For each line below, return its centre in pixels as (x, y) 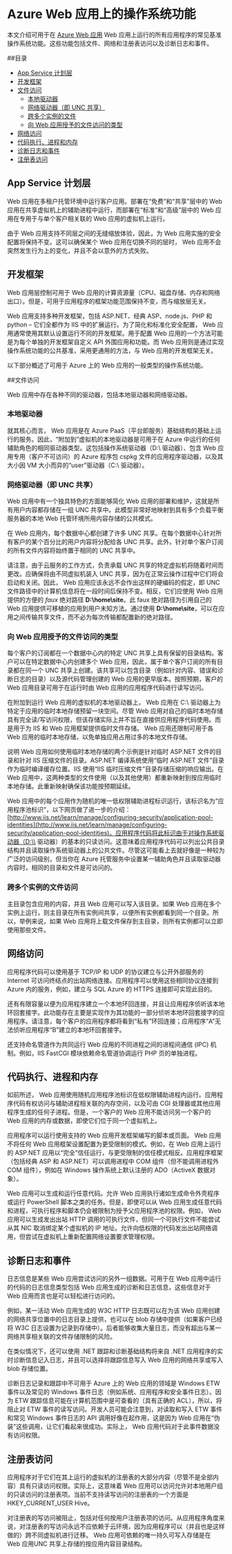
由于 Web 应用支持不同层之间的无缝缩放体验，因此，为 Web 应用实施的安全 (114, 233)
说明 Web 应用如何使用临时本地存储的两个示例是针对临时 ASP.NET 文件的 (112, 752)
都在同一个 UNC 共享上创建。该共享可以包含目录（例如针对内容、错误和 (115, 670)
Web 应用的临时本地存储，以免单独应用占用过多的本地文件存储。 (99, 737)
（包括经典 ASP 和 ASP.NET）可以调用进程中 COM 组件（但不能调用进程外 (113, 1162)
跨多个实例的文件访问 (42, 887)
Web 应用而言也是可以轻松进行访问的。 (63, 1296)
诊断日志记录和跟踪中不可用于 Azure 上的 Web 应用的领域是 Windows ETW (114, 1383)
